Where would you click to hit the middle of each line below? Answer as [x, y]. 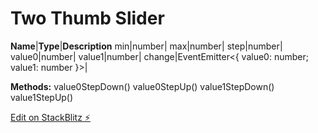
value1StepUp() [42, 97]
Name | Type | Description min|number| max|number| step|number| [146, 46]
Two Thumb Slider [87, 18]
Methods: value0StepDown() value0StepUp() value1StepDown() [142, 86]
